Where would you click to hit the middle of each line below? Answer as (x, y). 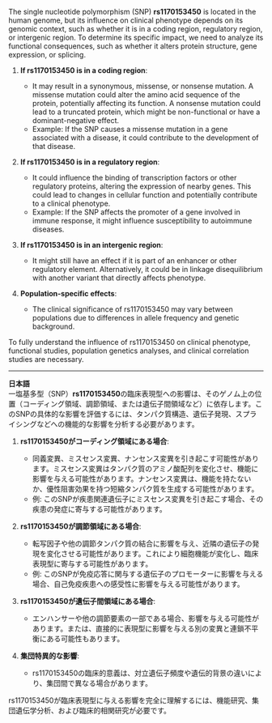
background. (53, 326)
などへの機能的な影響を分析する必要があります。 (117, 424)
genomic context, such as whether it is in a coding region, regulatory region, (136, 29)
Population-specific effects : (68, 293)
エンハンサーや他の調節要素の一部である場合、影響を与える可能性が (146, 618)
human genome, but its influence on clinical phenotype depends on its (126, 20)
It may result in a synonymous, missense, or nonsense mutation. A (142, 86)
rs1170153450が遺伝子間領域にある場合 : (88, 601)
